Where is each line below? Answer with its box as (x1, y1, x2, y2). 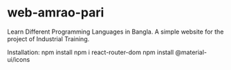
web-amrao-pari (7, 5, 104, 21)
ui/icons (7, 55, 30, 63)
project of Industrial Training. (7, 34, 90, 43)
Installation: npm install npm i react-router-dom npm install (7, 48, 174, 56)
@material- (175, 48, 207, 56)
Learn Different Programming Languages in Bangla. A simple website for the (7, 27, 224, 36)
